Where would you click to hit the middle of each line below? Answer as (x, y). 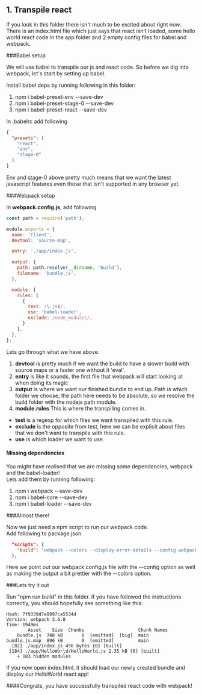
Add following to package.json (44, 533)
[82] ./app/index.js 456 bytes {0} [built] (67, 646)
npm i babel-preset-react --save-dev (61, 109)
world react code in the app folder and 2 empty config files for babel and (96, 37)
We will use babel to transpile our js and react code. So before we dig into (98, 67)
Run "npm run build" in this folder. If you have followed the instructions (94, 597)
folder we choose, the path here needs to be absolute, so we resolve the (105, 395)
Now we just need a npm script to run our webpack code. (77, 527)
